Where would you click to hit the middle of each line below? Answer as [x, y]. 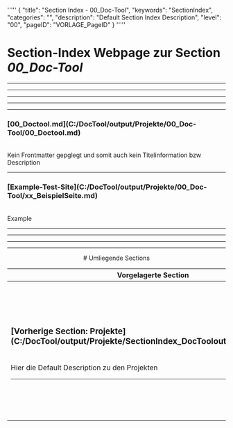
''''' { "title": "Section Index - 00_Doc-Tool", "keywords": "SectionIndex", [110, 10]
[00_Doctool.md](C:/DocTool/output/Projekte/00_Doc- [102, 124]
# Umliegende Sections [116, 258]
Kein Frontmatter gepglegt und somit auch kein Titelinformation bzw [104, 155]
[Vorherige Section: [49, 331]
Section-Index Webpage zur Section [114, 53]
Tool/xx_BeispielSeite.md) [53, 196]
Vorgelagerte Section [153, 275]
